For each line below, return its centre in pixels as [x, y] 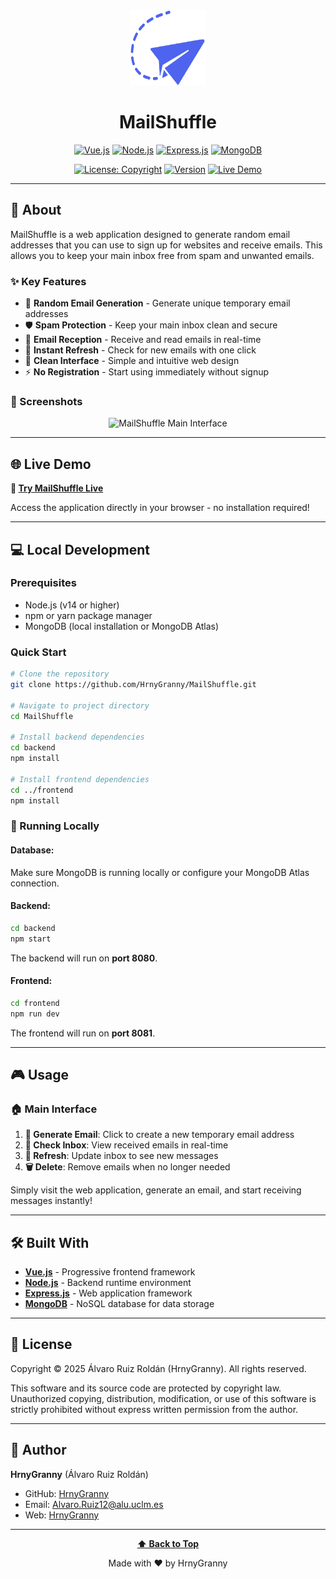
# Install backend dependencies [77, 737]
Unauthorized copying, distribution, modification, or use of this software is [163, 1398]
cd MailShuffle [42, 716]
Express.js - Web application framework [108, 1293]
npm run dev [35, 1014]
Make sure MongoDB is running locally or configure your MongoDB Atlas [160, 872]
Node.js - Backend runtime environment [108, 1283]
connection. [35, 883]
